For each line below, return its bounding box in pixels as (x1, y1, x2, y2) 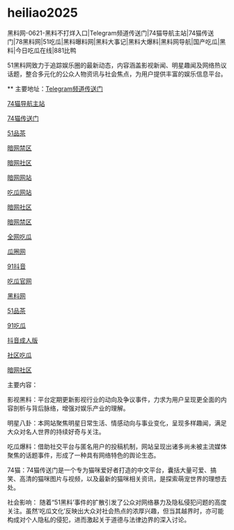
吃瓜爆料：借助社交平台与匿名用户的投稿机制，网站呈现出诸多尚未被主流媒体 (7, 442, 227, 451)
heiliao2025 (7, 5, 78, 21)
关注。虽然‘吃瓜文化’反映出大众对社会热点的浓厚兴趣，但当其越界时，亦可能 (7, 506, 224, 515)
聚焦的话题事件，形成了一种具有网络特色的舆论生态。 (7, 451, 160, 459)
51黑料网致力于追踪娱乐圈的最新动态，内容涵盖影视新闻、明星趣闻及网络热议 (7, 61, 227, 69)
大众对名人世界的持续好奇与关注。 (7, 427, 105, 436)
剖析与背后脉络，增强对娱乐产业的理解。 (13, 404, 130, 412)
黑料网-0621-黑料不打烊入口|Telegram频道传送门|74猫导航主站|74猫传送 (7, 29, 214, 37)
